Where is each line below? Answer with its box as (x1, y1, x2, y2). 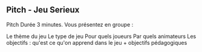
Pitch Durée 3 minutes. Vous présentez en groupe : (6, 21, 134, 28)
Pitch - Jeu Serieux (6, 5, 80, 15)
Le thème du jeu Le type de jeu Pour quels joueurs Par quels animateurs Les (6, 33, 197, 40)
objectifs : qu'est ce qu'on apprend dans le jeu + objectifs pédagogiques (6, 39, 187, 46)
